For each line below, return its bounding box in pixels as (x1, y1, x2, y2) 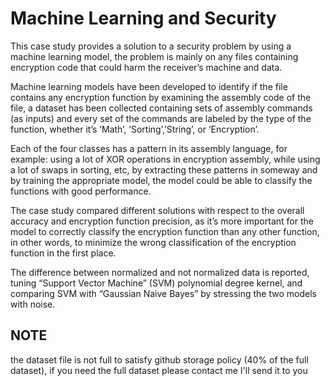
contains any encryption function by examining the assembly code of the (10, 91, 312, 103)
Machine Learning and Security (10, 7, 277, 30)
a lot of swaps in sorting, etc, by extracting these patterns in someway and (10, 163, 318, 176)
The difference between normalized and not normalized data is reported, (10, 266, 310, 278)
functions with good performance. (10, 185, 152, 197)
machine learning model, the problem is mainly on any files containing (10, 50, 299, 62)
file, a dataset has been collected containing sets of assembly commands (10, 102, 313, 114)
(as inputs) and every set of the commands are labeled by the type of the (10, 112, 312, 124)
